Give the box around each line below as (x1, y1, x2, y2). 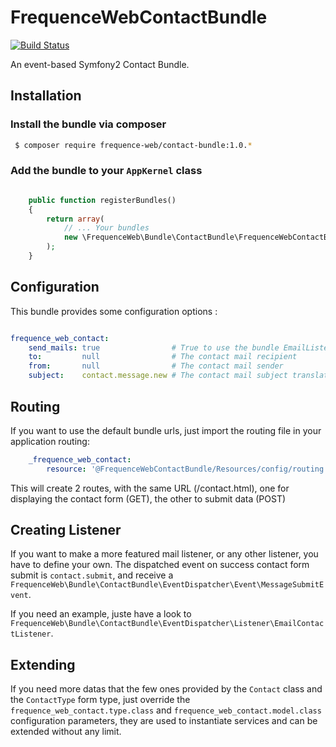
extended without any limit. (10, 726, 122, 738)
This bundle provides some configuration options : (10, 305, 218, 317)
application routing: (10, 435, 90, 447)
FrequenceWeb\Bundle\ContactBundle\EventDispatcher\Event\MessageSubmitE (10, 580, 325, 590)
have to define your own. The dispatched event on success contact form (10, 559, 310, 571)
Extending (10, 656, 76, 673)
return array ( (46, 214, 105, 224)
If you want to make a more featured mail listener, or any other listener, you (10, 548, 319, 560)
